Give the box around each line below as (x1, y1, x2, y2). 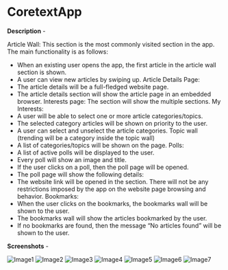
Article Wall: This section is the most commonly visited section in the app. (7, 40, 215, 48)
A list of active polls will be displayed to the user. (16, 148, 155, 157)
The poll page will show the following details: (16, 170, 144, 179)
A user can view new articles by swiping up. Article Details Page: (16, 75, 200, 83)
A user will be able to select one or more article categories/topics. (16, 111, 203, 120)
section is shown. (16, 68, 67, 76)
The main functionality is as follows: (7, 47, 108, 56)
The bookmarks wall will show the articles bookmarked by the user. (16, 214, 207, 222)
